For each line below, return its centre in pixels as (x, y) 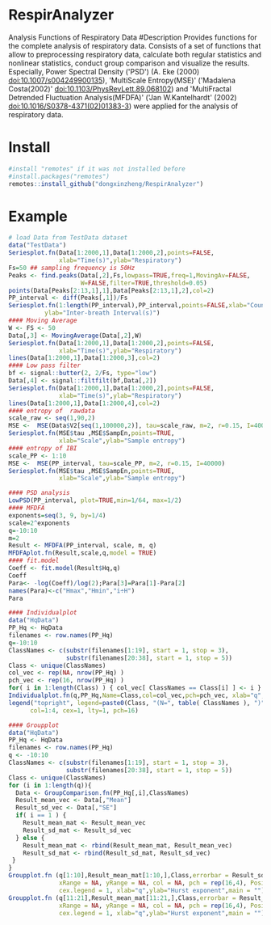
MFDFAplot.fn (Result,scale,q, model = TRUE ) (83, 553)
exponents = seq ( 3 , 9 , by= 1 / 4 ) (57, 515)
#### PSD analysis (39, 493)
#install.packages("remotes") (59, 176)
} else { (30, 838)
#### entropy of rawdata (52, 411)
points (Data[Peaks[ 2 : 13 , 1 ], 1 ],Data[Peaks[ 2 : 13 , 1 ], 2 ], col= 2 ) (112, 290)
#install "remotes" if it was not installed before (97, 169)
